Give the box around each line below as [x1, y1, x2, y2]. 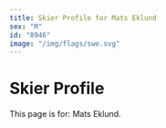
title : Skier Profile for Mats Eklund [9, 13, 157, 23]
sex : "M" [9, 22, 43, 31]
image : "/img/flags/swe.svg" [9, 38, 120, 48]
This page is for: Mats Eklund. [9, 109, 121, 120]
